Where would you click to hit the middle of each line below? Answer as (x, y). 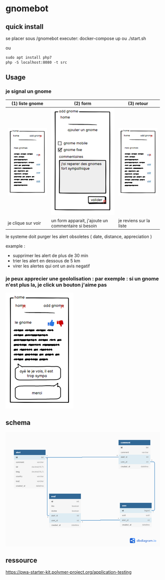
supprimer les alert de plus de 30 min (50, 256)
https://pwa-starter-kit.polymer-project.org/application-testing (69, 572)
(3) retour (138, 104)
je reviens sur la (134, 220)
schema (18, 422)
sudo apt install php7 (29, 57)
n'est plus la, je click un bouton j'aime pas (56, 285)
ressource (21, 560)
